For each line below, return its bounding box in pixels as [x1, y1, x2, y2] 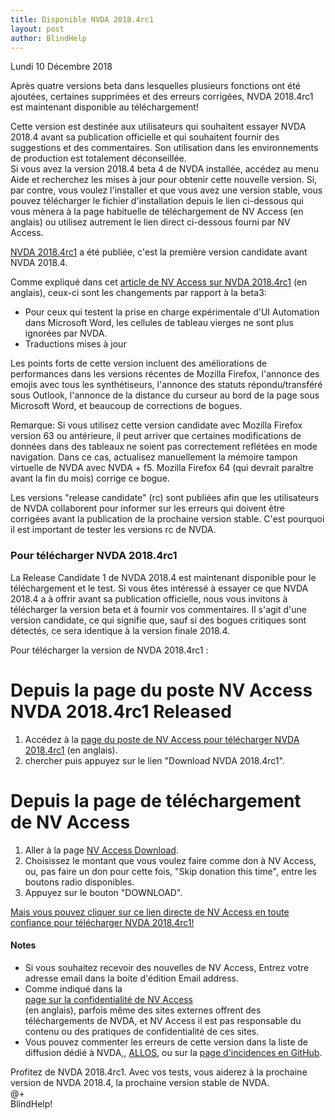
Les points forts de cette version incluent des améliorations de [10, 357, 268, 370]
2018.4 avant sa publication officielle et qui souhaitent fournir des [10, 131, 280, 143]
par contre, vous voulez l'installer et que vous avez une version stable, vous [10, 184, 323, 196]
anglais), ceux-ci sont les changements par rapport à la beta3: [10, 287, 267, 299]
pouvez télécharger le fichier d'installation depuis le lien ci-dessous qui [10, 195, 304, 207]
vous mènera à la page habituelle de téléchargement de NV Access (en [10, 206, 304, 218]
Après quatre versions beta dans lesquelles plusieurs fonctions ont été [10, 80, 301, 92]
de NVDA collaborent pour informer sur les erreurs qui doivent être [10, 502, 286, 515]
